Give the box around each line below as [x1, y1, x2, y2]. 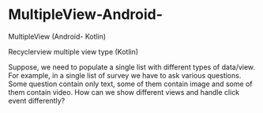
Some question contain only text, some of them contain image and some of [8, 79, 253, 89]
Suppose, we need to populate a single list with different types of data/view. [8, 62, 255, 72]
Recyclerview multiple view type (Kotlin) [8, 47, 139, 56]
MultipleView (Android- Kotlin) [8, 32, 107, 41]
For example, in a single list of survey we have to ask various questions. [8, 70, 242, 80]
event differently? [8, 96, 66, 105]
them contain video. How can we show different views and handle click [8, 87, 240, 96]
